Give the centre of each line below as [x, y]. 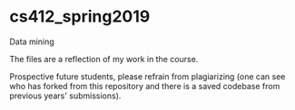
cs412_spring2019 [80, 17]
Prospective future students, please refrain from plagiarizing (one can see [147, 76]
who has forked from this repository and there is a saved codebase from [145, 86]
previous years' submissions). [65, 96]
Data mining [32, 41]
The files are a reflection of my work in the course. [104, 59]
